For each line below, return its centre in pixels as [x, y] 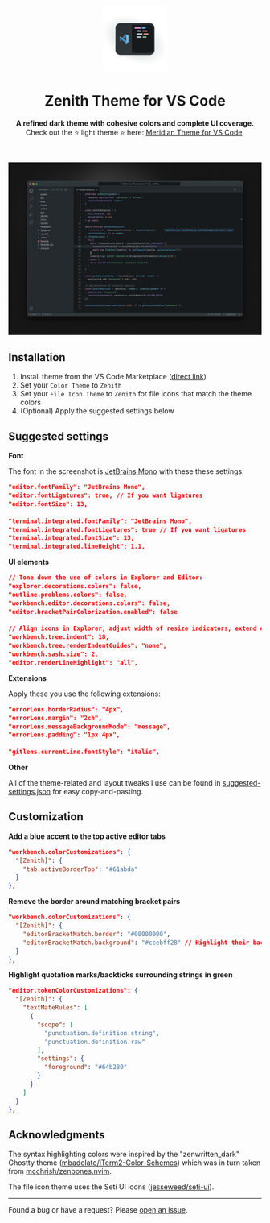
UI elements [29, 562]
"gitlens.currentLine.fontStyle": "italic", [84, 752]
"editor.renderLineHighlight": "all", [73, 662]
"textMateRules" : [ [55, 1008]
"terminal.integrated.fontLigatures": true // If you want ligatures [127, 529]
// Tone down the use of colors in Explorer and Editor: [106, 578]
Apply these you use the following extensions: [84, 694]
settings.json [29, 792]
